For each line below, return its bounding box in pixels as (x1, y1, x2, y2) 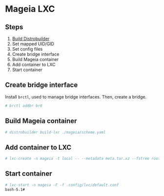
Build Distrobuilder (12, 36, 50, 41)
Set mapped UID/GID (12, 41, 55, 47)
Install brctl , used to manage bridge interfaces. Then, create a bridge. (5, 94, 147, 99)
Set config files (12, 46, 43, 52)
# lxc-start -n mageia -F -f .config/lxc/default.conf (5, 182, 119, 187)
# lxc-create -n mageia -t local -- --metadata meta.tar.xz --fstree (5, 156, 150, 161)
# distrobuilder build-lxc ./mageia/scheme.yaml (5, 130, 106, 135)
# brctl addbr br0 (5, 103, 42, 108)
